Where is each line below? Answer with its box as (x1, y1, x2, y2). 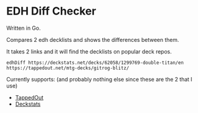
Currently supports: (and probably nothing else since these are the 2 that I (6, 75, 193, 83)
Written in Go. (6, 24, 41, 32)
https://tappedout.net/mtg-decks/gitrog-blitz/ (6, 65, 130, 71)
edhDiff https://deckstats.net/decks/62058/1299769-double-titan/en (6, 60, 184, 66)
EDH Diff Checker (6, 4, 96, 18)
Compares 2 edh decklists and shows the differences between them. (6, 36, 180, 43)
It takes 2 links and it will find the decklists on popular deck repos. (6, 47, 172, 55)
